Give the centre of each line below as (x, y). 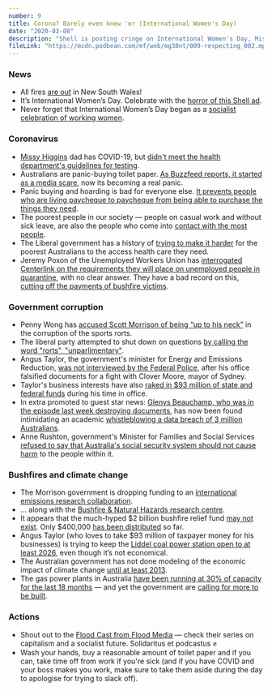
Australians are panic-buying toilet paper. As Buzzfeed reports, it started (141, 174)
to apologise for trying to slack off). (79, 678)
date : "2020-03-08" (41, 31)
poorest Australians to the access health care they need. (114, 251)
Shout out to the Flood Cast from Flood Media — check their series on (137, 634)
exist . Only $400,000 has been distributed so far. (102, 527)
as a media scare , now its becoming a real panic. (102, 182)
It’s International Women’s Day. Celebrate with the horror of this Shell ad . (141, 101)
